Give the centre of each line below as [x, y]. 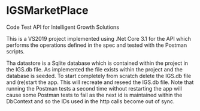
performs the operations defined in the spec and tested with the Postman [97, 45]
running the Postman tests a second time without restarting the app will [94, 88]
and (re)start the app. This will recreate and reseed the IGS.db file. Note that [100, 82]
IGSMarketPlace [47, 10]
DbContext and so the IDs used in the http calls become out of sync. [90, 101]
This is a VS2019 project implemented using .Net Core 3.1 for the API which [99, 38]
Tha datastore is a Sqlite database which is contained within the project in [97, 63]
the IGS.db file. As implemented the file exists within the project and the [94, 69]
